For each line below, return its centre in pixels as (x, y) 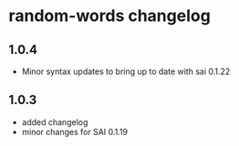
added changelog (55, 122)
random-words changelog (109, 16)
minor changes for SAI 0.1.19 (75, 131)
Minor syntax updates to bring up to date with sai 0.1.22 (126, 71)
